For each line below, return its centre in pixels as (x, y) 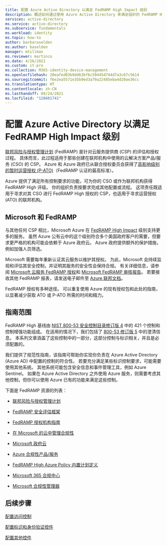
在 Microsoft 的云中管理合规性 (43, 432)
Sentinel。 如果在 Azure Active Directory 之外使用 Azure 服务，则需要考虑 (81, 373)
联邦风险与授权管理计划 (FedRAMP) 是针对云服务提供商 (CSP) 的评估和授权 (82, 152)
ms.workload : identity (29, 33)
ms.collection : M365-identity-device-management (57, 70)
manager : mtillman (24, 51)
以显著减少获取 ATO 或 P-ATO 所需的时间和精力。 (56, 295)
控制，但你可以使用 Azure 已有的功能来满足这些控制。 (65, 379)
